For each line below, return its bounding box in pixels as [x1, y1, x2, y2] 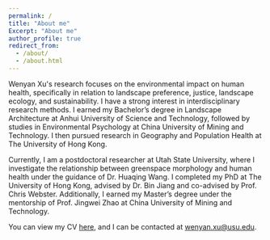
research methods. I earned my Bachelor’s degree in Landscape [8, 104, 222, 114]
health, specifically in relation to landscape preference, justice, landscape [8, 87, 254, 97]
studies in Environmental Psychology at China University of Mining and [8, 122, 244, 132]
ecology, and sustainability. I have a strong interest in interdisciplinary [8, 96, 240, 106]
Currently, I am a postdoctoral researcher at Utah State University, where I [8, 154, 255, 164]
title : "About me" [8, 19, 70, 27]
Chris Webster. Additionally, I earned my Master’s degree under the [8, 189, 232, 199]
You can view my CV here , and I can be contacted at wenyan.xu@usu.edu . [8, 221, 257, 231]
